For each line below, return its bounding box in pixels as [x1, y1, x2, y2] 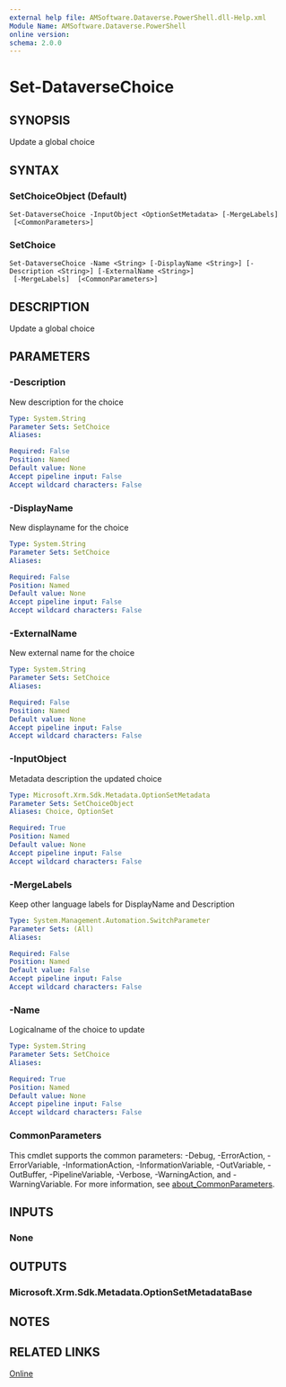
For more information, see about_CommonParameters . [74, 1178, 275, 1189]
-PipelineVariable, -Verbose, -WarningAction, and [48, 1168, 231, 1179]
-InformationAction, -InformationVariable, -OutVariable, [62, 1159, 266, 1170]
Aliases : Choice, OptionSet [9, 807, 115, 817]
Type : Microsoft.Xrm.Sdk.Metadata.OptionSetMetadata [9, 791, 211, 800]
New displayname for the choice [9, 523, 129, 533]
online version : [9, 30, 70, 39]
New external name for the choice [9, 648, 135, 658]
